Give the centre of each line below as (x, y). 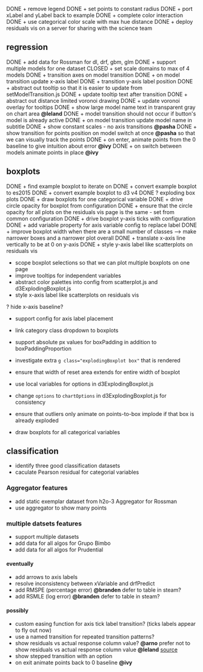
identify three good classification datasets (68, 466)
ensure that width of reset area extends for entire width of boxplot (98, 372)
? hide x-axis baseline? (35, 307)
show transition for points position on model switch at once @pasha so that (101, 133)
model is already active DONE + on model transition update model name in (99, 120)
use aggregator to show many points (61, 508)
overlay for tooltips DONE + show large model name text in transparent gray (101, 107)
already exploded (37, 420)
